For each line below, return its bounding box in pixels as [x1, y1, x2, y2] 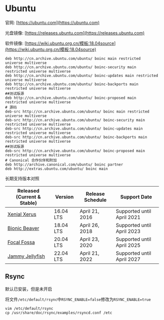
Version [55, 193, 74, 200]
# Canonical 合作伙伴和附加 [5, 158, 57, 163]
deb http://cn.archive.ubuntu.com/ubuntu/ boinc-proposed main [5, 95, 137, 100]
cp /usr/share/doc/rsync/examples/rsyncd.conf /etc [5, 310, 112, 315]
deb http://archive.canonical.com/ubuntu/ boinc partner [5, 162, 123, 167]
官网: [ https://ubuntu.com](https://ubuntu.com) [5, 19, 100, 25]
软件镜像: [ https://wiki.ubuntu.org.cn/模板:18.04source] [5, 40, 116, 46]
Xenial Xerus [7, 210, 37, 217]
